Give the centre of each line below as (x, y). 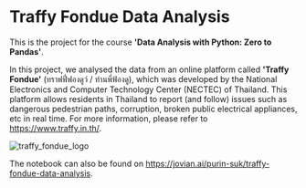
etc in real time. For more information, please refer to (109, 118)
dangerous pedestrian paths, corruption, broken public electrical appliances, (153, 109)
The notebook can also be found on (77, 163)
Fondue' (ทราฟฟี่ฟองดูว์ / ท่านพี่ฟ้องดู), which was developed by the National (143, 78)
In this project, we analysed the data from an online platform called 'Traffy (149, 69)
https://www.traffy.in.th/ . (56, 128)
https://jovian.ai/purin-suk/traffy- (208, 163)
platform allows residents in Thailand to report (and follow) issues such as (148, 99)
